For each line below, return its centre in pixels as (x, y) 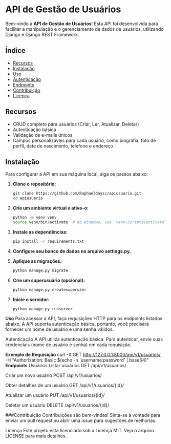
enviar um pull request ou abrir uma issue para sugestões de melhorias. (81, 420)
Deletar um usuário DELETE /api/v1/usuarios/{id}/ (57, 405)
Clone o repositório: (34, 184)
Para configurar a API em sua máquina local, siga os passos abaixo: (77, 174)
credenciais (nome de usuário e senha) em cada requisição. (69, 345)
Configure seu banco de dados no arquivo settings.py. (72, 251)
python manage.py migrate (40, 270)
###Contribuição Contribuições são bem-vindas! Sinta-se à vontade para (83, 415)
